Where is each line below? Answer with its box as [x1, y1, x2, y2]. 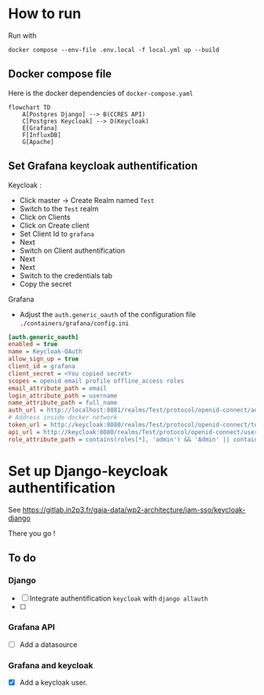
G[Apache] [22, 138, 55, 146]
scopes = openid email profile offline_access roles [8, 377, 185, 385]
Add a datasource [19, 639, 78, 649]
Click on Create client [19, 220, 90, 230]
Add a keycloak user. [19, 678, 88, 687]
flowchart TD [8, 103, 51, 111]
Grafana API [8, 622, 55, 633]
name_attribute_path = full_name [8, 399, 118, 407]
